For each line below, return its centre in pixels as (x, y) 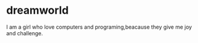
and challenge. (25, 33)
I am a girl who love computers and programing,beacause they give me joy (99, 27)
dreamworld (37, 10)
